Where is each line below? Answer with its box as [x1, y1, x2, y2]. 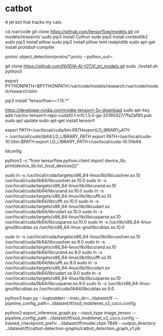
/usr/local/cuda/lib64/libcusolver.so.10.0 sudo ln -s [5, 177, 107, 183]
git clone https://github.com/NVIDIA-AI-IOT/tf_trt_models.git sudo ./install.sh [5, 63, 158, 69]
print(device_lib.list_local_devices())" [5, 162, 79, 169]
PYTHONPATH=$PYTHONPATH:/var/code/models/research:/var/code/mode [5, 83, 158, 89]
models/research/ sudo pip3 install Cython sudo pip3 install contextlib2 [5, 34, 148, 40]
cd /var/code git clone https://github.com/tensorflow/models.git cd [5, 28, 140, 34]
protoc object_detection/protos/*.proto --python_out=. [5, 53, 114, 59]
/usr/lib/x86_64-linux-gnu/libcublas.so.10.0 [39, 224, 125, 230]
